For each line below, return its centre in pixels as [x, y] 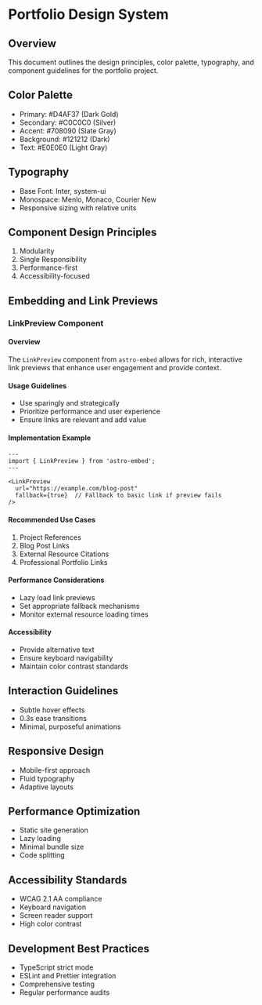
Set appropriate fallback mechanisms [79, 606]
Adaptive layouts [47, 787]
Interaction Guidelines [63, 691]
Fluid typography [47, 778]
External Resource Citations [64, 554]
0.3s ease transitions [53, 718]
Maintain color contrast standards [74, 666]
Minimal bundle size [52, 847]
